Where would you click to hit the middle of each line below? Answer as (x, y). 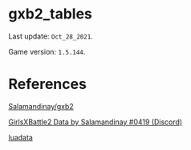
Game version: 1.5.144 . (47, 51)
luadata (21, 137)
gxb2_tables (50, 14)
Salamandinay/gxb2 (41, 106)
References (47, 84)
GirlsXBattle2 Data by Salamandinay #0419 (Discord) (95, 122)
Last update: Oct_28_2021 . (51, 36)
